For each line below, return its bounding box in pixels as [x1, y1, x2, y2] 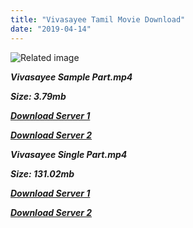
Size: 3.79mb [10, 90, 67, 102]
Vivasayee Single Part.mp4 [10, 148, 128, 160]
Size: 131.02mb [10, 167, 75, 180]
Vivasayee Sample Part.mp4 [10, 71, 133, 83]
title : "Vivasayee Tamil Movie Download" [10, 14, 186, 25]
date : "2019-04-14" [10, 24, 92, 34]
